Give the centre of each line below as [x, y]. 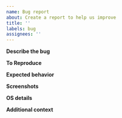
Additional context [30, 110]
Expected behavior [30, 75]
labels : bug [21, 29]
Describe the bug [28, 51]
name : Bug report [28, 12]
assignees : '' [24, 34]
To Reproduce [24, 63]
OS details [19, 98]
